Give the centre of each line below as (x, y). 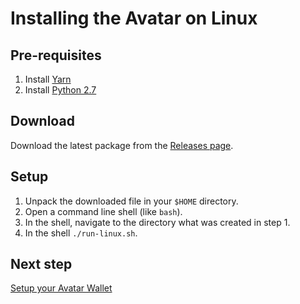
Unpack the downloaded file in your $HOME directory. (131, 201)
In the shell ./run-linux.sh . (81, 233)
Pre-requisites (56, 55)
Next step (41, 264)
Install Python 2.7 (60, 90)
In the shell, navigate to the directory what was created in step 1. (157, 222)
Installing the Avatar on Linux (134, 18)
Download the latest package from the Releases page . (122, 145)
